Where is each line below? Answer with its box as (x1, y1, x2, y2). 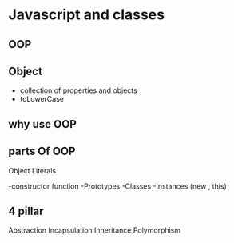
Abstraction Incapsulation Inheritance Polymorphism (8, 225, 181, 235)
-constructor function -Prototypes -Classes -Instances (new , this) (8, 181, 228, 191)
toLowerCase (19, 94, 64, 104)
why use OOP (8, 118, 77, 131)
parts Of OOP (8, 145, 76, 158)
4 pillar (8, 204, 44, 217)
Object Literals (8, 165, 57, 175)
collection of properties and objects (19, 86, 137, 95)
